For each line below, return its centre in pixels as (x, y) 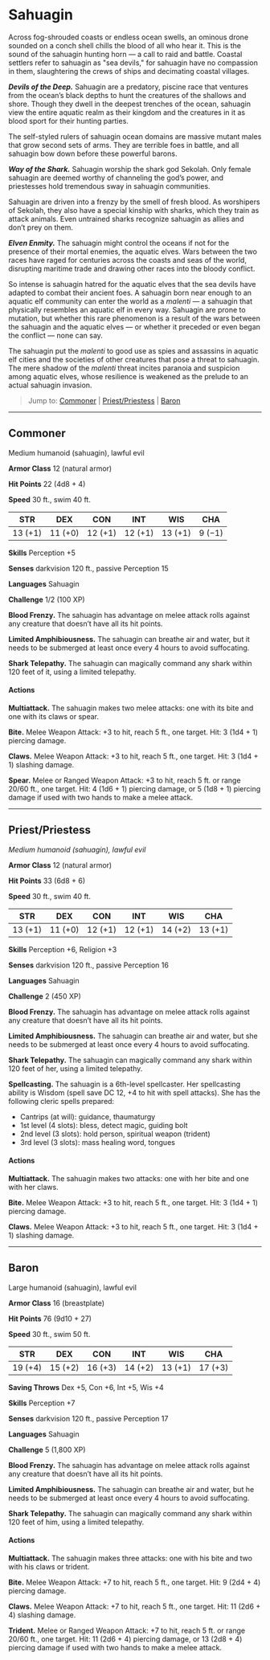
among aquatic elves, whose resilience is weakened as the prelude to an (129, 376)
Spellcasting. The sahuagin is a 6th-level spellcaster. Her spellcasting (125, 1084)
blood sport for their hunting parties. (68, 121)
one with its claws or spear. (53, 716)
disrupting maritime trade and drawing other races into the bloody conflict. (132, 268)
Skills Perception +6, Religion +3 (63, 949)
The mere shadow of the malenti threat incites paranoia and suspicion (124, 368)
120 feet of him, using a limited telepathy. (76, 1522)
